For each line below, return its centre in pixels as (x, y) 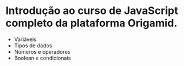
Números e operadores (42, 51)
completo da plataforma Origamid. (92, 23)
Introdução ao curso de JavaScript (92, 11)
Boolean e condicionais (42, 58)
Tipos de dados (33, 46)
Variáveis (25, 39)
